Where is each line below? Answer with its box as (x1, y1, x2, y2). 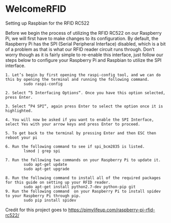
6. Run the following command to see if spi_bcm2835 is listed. (5, 144, 145, 149)
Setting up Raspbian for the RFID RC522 (5, 20, 90, 26)
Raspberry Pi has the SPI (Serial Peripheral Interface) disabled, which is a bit (5, 40, 166, 47)
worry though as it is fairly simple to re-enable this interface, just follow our (5, 52, 163, 58)
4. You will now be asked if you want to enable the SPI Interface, (5, 117, 154, 122)
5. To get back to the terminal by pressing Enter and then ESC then (5, 130, 157, 136)
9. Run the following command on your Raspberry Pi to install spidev (5, 189, 161, 194)
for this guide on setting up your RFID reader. (5, 180, 111, 185)
